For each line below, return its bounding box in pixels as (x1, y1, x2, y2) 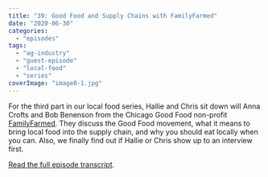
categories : (8, 27, 48, 35)
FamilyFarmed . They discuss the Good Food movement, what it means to (8, 118, 251, 128)
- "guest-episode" (15, 57, 78, 65)
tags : (8, 42, 27, 50)
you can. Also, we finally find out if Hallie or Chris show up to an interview (8, 135, 253, 145)
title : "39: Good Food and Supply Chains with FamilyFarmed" (8, 11, 218, 20)
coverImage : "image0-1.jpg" (8, 79, 103, 87)
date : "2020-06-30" (8, 19, 74, 27)
